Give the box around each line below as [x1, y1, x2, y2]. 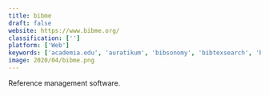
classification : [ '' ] [8, 34, 81, 42]
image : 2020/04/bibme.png [8, 57, 94, 65]
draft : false [8, 19, 52, 27]
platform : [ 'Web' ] [8, 42, 70, 50]
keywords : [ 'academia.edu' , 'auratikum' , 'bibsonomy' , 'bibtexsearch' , [8, 49, 252, 57]
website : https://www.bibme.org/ [8, 26, 120, 34]
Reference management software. [8, 78, 121, 88]
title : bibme [8, 11, 52, 20]
